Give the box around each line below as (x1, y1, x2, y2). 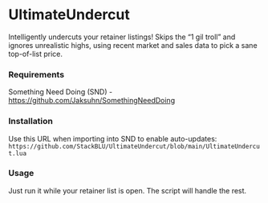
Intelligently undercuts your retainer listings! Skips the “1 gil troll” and (8, 32, 236, 42)
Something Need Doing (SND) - (8, 87, 113, 97)
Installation (8, 116, 54, 127)
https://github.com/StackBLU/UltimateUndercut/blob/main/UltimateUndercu (8, 142, 261, 150)
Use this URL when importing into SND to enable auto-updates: (8, 133, 217, 143)
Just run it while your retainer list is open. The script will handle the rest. (8, 185, 247, 195)
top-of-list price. (8, 49, 63, 58)
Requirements (8, 69, 65, 80)
